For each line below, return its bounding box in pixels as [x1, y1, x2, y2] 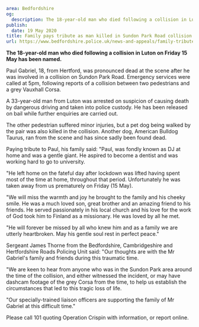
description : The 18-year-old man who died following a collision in [11, 17, 187, 23]
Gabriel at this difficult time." [6, 303, 76, 310]
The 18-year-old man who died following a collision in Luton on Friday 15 [6, 49, 188, 56]
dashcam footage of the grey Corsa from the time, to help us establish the [6, 278, 187, 286]
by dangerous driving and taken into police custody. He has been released [6, 104, 188, 111]
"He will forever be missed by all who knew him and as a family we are [6, 224, 178, 231]
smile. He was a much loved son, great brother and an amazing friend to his [6, 200, 191, 207]
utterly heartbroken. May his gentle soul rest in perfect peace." [6, 230, 159, 238]
